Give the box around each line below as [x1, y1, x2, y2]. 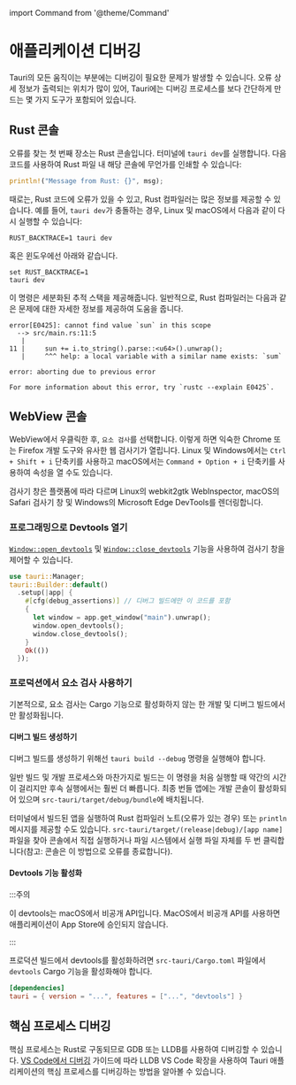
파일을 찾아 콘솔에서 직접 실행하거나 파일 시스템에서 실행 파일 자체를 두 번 [9, 835, 262, 845]
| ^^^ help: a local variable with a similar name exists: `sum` [20, 351, 283, 361]
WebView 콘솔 [9, 409, 87, 424]
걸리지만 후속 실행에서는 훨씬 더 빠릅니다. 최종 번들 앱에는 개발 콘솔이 [18, 782, 256, 793]
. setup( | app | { [17, 589, 73, 597]
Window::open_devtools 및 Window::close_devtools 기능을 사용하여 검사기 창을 [9, 543, 285, 554]
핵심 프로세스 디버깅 [9, 1019, 111, 1034]
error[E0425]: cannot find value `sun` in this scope [9, 320, 212, 330]
